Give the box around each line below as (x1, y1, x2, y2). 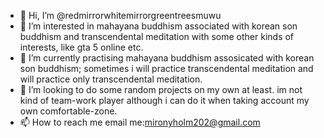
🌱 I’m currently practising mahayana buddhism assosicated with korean (19, 52, 315, 64)
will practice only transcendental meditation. (19, 73, 203, 85)
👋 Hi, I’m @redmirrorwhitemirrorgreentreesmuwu (19, 10, 222, 21)
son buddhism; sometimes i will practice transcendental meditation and (19, 63, 314, 74)
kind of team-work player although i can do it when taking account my (19, 95, 310, 106)
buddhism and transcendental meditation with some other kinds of (19, 31, 295, 42)
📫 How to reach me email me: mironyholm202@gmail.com (19, 116, 261, 128)
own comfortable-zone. (19, 105, 118, 117)
